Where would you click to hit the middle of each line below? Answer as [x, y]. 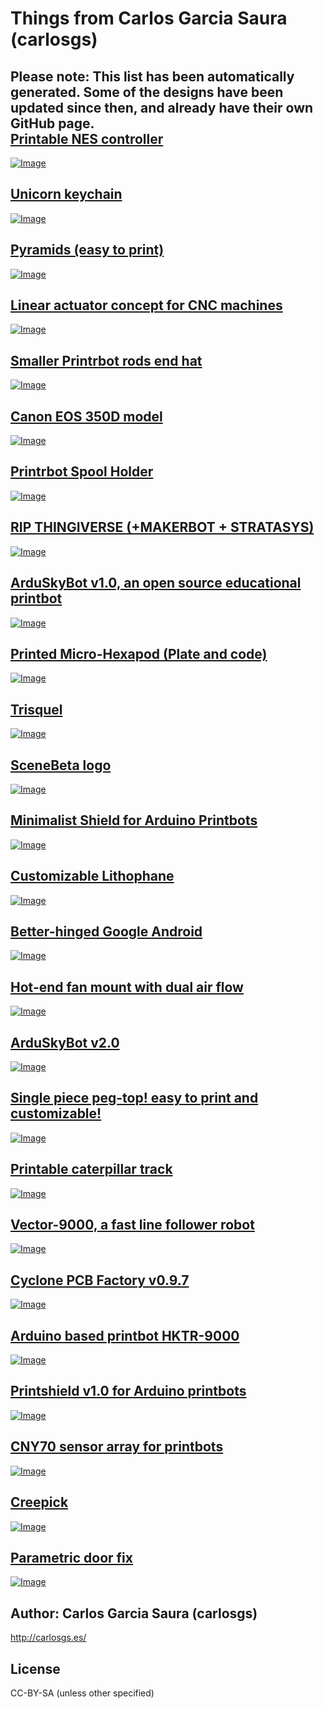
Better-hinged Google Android [106, 931]
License [35, 1668]
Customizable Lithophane [92, 876]
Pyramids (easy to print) [87, 250]
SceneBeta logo [61, 765]
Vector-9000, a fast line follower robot [132, 1225]
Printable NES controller [87, 138]
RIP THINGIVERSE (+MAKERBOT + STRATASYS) [162, 527]
